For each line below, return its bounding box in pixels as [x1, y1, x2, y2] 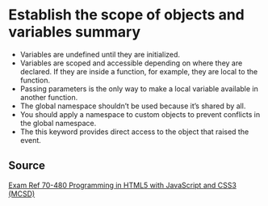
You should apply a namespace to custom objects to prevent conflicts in [19, 109, 261, 119]
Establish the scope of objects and [8, 6, 245, 24]
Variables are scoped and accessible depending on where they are [19, 58, 243, 68]
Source [8, 159, 46, 173]
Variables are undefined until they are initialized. [19, 49, 180, 59]
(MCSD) [8, 188, 36, 199]
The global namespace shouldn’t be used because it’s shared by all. [19, 101, 246, 111]
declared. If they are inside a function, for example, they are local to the [19, 66, 258, 76]
